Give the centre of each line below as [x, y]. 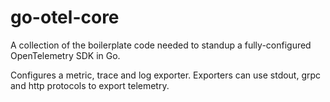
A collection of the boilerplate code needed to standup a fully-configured [161, 45]
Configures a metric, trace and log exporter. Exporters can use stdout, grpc [166, 75]
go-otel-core [65, 17]
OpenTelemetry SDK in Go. [65, 55]
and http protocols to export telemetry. [90, 85]
